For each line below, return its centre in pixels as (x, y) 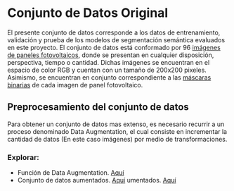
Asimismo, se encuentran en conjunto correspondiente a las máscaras (109, 77)
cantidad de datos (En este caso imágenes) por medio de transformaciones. (117, 139)
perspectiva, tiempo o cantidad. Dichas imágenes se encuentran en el (109, 62)
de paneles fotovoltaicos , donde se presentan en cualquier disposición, (111, 55)
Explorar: (24, 157)
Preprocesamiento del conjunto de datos (98, 107)
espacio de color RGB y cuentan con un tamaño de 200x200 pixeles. (107, 70)
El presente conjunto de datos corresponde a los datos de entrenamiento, (114, 32)
